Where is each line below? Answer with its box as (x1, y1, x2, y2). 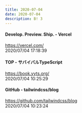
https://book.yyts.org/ (5, 70, 50, 76)
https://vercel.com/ (5, 42, 44, 48)
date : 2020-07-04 (5, 12, 41, 17)
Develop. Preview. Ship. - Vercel (5, 31, 72, 37)
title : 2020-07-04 (5, 7, 43, 12)
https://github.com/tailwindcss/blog (5, 97, 78, 103)
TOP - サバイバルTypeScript (5, 59, 63, 65)
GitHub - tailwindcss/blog (5, 87, 59, 93)
